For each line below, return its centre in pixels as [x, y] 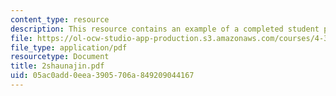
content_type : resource [60, 19]
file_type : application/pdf [69, 47]
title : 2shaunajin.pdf [57, 66]
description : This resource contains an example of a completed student [165, 29]
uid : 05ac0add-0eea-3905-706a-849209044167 [102, 76]
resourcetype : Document [60, 57]
